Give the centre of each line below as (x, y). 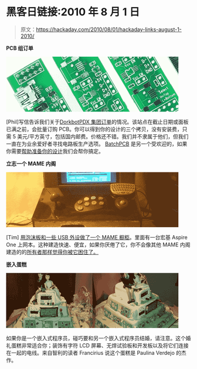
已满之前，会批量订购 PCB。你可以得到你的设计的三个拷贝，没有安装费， (94, 129)
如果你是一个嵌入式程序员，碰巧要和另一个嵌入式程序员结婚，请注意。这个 (96, 338)
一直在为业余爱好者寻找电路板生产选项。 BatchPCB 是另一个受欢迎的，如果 (97, 144)
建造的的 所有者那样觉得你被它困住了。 (52, 252)
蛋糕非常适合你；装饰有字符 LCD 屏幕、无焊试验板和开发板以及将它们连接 (100, 345)
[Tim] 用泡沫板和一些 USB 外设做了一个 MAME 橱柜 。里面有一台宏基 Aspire (97, 237)
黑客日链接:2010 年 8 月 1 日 (73, 12)
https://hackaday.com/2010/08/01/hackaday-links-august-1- (109, 29)
